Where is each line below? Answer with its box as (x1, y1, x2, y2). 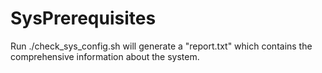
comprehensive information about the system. (10, 50, 200, 62)
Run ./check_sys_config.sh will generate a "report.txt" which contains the (10, 40, 313, 52)
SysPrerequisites (10, 7, 157, 30)
